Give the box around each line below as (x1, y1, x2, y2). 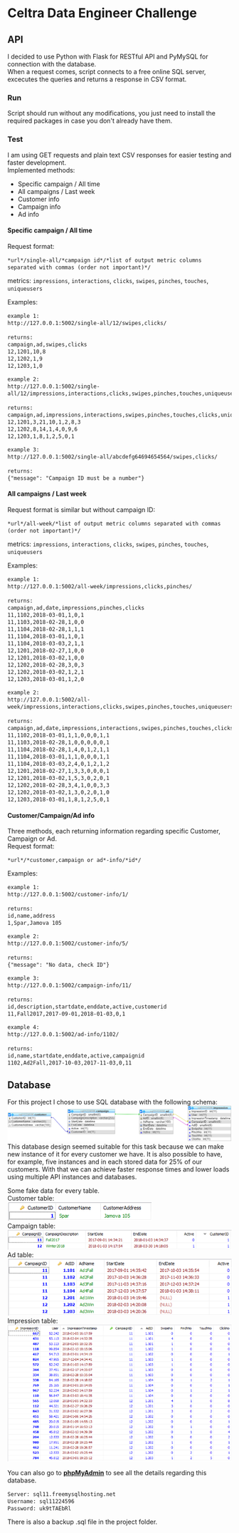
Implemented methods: (7, 165, 75, 174)
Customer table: (7, 1194, 55, 1203)
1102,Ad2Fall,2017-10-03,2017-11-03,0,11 (7, 1060, 132, 1067)
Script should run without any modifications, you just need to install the (7, 109, 216, 118)
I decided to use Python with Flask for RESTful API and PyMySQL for (7, 52, 208, 61)
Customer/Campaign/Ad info (7, 811, 95, 819)
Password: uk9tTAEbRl (7, 1504, 72, 1512)
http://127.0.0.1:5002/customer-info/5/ (7, 940, 129, 948)
